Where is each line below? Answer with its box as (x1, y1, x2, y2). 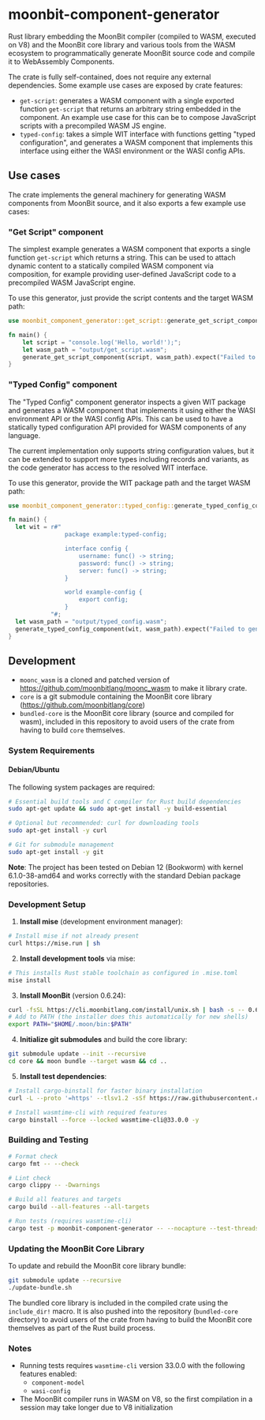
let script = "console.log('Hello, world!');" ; (22, 338, 181, 347)
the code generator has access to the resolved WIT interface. (8, 463, 208, 472)
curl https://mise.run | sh (8, 939, 101, 947)
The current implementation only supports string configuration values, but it (8, 446, 255, 455)
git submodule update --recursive (8, 1276, 122, 1284)
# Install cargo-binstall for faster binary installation (8, 1087, 203, 1095)
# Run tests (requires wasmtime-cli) (8, 1217, 132, 1225)
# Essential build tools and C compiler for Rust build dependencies (8, 797, 242, 806)
